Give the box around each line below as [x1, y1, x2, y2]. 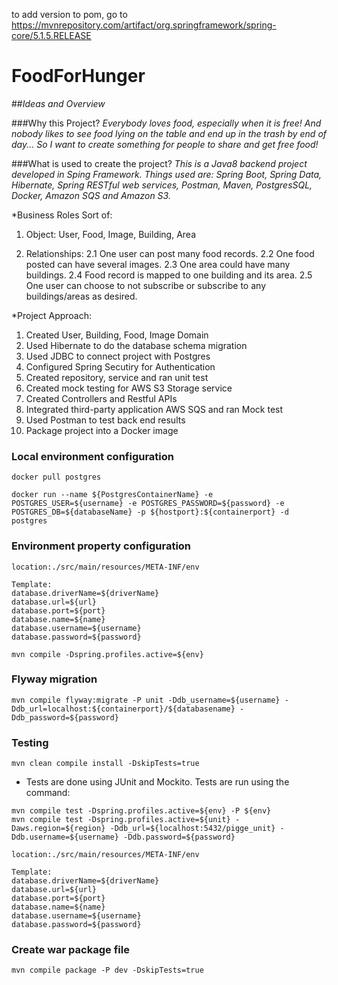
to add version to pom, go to [11, 9, 128, 20]
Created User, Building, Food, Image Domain [25, 329, 209, 341]
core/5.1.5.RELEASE [11, 30, 92, 41]
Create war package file [11, 943, 130, 957]
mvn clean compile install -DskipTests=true [11, 759, 200, 769]
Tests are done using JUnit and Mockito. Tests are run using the [25, 776, 290, 788]
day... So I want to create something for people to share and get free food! [11, 138, 319, 150]
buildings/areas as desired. [25, 290, 138, 302]
